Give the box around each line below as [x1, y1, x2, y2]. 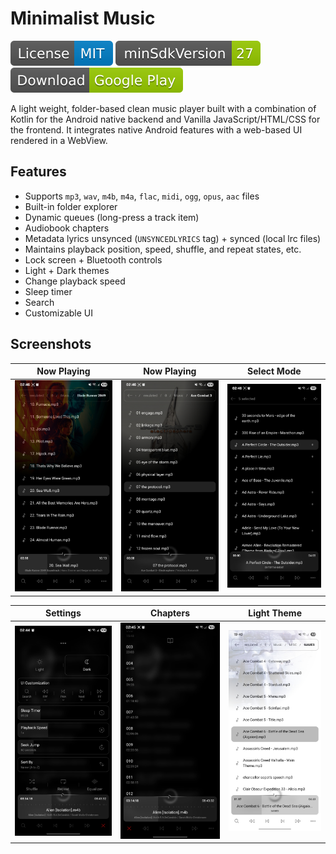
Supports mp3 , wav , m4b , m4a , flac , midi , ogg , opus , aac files [24, 190, 260, 202]
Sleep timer [24, 285, 73, 297]
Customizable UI [24, 307, 94, 319]
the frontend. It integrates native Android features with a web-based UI [10, 123, 303, 136]
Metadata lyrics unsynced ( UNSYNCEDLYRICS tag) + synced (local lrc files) [24, 232, 322, 244]
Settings [45, 607, 82, 619]
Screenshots [10, 336, 92, 353]
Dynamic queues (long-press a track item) [24, 211, 200, 223]
